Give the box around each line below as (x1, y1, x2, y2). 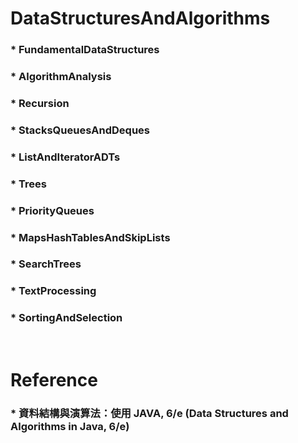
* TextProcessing (10, 284, 97, 298)
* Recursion (10, 96, 70, 110)
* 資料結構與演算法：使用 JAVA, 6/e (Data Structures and (10, 406, 289, 420)
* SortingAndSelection (10, 311, 123, 325)
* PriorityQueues (10, 203, 95, 217)
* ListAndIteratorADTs (10, 150, 121, 164)
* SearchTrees (10, 257, 82, 271)
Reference (10, 368, 98, 391)
